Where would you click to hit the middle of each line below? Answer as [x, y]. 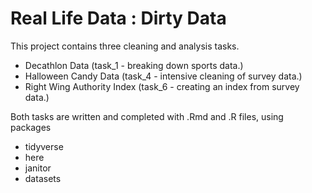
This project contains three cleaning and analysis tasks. [125, 46]
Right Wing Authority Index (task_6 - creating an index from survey [162, 86]
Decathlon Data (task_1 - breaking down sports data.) [134, 65]
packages [31, 127]
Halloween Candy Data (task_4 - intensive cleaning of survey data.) [163, 76]
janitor [38, 168]
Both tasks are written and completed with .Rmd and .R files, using [147, 116]
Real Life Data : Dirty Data [118, 18]
